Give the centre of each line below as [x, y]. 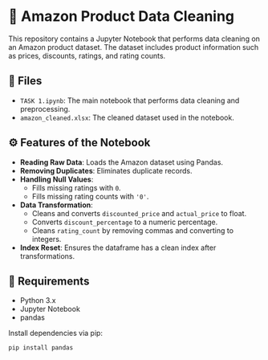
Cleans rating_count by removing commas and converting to [133, 230]
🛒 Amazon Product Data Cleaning [122, 16]
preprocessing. [45, 108]
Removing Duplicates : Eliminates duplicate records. [106, 170]
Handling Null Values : [57, 179]
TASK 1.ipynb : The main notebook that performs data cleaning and [130, 100]
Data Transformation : [57, 205]
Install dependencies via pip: [55, 333]
